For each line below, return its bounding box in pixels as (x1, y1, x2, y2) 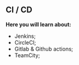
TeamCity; (14, 51, 40, 59)
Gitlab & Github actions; (14, 45, 74, 52)
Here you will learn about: (5, 20, 72, 28)
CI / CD (5, 5, 33, 15)
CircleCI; (14, 39, 37, 46)
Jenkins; (14, 32, 36, 40)
